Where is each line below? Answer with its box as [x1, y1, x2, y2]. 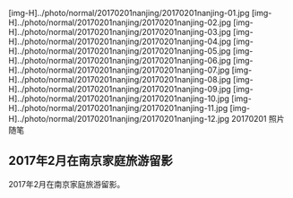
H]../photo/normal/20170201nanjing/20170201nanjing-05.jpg [8, 46, 231, 56]
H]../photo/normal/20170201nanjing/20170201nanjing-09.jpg [8, 84, 232, 94]
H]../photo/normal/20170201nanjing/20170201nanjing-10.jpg [8, 93, 230, 104]
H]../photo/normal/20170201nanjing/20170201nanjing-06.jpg [8, 56, 231, 65]
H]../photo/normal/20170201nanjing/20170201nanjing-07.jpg [8, 65, 230, 75]
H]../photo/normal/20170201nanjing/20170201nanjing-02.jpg [8, 17, 232, 28]
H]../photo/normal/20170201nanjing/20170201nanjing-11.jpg [8, 103, 228, 113]
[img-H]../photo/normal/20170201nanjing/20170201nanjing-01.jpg [8, 8, 250, 18]
